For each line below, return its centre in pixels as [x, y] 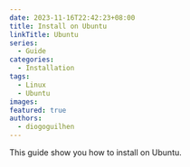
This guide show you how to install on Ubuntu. [96, 153]
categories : [32, 60]
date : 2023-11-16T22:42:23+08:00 [72, 18]
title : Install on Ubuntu [58, 26]
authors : [26, 118]
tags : [19, 77]
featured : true [38, 110]
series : [24, 43]
